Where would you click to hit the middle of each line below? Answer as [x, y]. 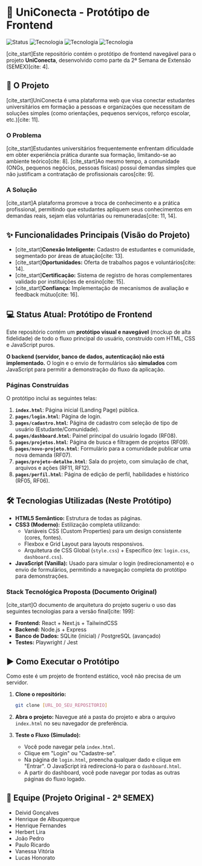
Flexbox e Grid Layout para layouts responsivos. [84, 544]
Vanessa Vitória [34, 851]
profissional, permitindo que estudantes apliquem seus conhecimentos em [99, 210]
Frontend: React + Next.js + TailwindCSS [66, 623]
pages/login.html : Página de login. [58, 417]
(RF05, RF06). [32, 481]
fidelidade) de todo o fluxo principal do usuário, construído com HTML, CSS [101, 338]
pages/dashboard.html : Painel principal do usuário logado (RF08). [96, 436]
